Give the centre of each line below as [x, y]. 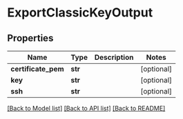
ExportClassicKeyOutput [80, 13]
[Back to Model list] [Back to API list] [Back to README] [86, 108]
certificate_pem [37, 69]
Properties [30, 38]
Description [114, 57]
